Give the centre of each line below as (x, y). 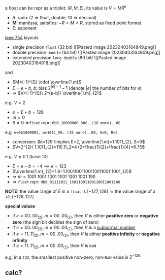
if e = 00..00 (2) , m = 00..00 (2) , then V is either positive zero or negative (85, 216)
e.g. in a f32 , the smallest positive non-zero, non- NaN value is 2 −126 (73, 257)
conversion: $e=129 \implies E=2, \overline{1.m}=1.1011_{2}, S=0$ (79, 142)
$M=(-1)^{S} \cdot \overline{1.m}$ (47, 82)
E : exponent (24, 28)
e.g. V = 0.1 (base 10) (27, 157)
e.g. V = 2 (15, 103)
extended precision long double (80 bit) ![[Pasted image (69, 57)
